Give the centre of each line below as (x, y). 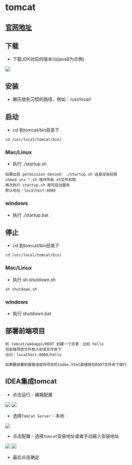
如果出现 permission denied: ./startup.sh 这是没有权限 (61, 175)
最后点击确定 (26, 457)
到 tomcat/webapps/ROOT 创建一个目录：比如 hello (55, 344)
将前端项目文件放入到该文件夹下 (34, 349)
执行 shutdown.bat (32, 314)
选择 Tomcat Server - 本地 (38, 416)
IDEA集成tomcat (31, 381)
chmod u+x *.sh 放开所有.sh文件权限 (41, 180)
